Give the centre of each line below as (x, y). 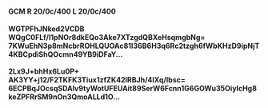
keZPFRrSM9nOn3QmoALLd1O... (64, 97)
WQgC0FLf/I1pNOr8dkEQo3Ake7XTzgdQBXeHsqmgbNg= (107, 38)
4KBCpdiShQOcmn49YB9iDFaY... (66, 54)
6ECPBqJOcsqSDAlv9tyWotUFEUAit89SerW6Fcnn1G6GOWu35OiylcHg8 (133, 89)
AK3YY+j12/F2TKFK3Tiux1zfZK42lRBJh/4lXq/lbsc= (97, 80)
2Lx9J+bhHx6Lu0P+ (44, 71)
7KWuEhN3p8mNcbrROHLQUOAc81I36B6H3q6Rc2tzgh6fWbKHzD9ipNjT (134, 46)
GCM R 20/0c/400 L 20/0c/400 (62, 11)
